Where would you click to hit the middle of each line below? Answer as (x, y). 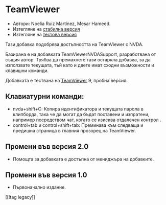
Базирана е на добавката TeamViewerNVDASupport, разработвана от (81, 54)
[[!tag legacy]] (20, 197)
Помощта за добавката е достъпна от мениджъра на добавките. (83, 159)
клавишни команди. (27, 71)
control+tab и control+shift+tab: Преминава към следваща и (78, 125)
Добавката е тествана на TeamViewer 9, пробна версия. (66, 80)
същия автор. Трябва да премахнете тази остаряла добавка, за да (78, 59)
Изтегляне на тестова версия (45, 34)
